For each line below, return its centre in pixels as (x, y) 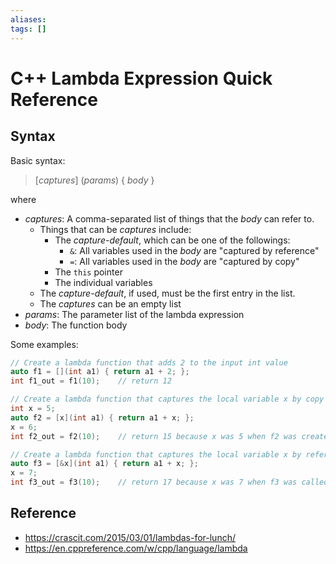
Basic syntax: (38, 160)
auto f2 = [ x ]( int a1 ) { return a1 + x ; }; (102, 417)
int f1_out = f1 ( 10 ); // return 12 (91, 381)
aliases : (28, 19)
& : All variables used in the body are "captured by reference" (194, 250)
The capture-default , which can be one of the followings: (172, 240)
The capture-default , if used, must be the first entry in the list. (167, 293)
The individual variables (103, 282)
